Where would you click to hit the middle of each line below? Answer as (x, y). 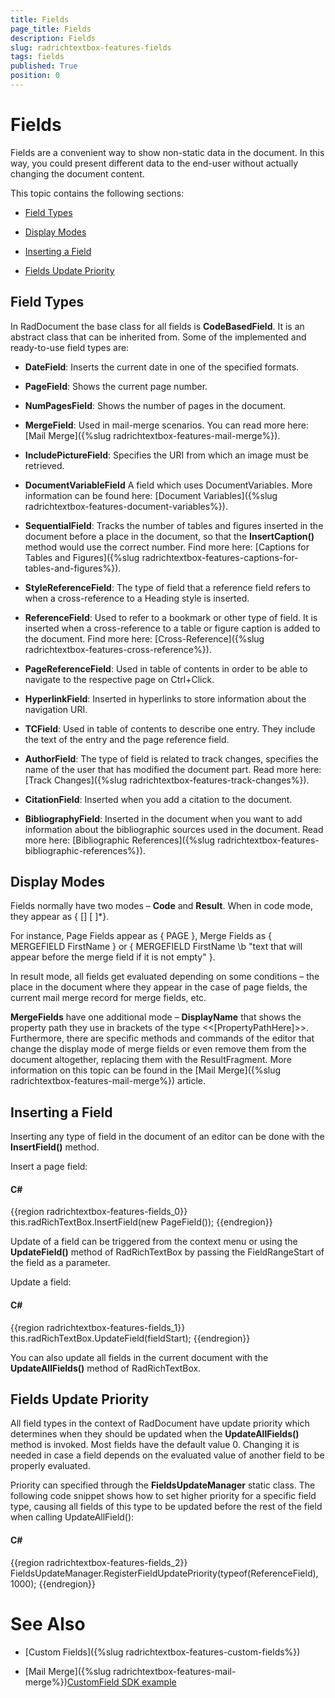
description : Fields (53, 38)
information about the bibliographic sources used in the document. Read (174, 829)
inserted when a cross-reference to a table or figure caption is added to (172, 628)
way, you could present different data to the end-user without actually (154, 163)
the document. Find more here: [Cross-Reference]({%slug (144, 638)
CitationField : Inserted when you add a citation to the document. (158, 799)
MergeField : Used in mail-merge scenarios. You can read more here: (166, 425)
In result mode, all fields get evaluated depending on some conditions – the (165, 977)
